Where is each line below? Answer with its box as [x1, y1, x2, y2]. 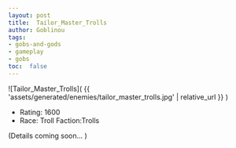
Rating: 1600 [19, 107, 61, 117]
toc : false [8, 63, 47, 70]
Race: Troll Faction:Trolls [19, 115, 100, 125]
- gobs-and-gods [8, 41, 61, 49]
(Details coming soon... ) [8, 131, 88, 140]
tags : [8, 33, 26, 42]
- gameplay [8, 48, 44, 56]
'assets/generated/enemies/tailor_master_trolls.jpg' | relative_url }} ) [8, 92, 228, 102]
